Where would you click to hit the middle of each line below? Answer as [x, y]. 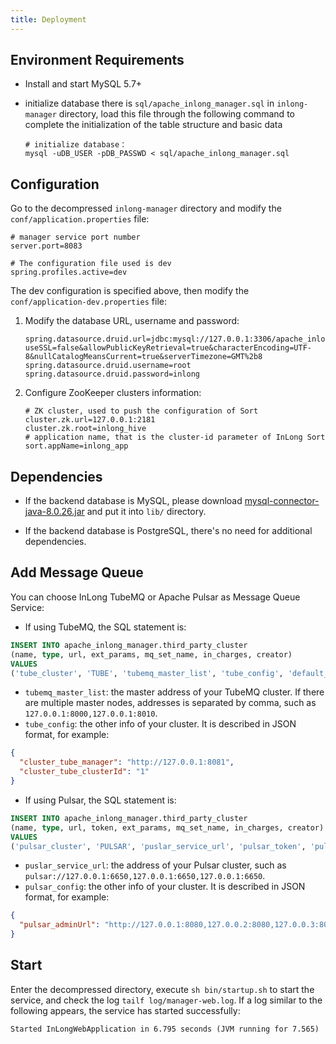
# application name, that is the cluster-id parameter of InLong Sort [175, 437]
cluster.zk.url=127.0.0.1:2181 [90, 420]
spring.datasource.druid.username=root [108, 366]
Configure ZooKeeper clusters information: [113, 393]
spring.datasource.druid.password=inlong [112, 374]
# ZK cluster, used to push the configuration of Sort [141, 411]
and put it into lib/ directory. [146, 512]
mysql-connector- [282, 501]
